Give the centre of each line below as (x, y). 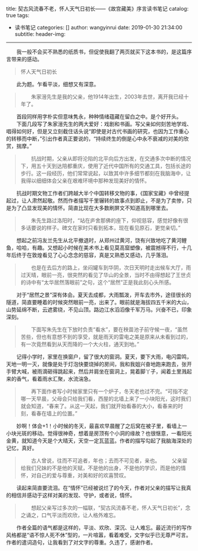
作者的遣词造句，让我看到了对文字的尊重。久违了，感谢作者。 (81, 542)
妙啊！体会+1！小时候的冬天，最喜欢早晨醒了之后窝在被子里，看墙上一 (102, 426)
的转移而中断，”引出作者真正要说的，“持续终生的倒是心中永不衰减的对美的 (95, 138)
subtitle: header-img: (40, 34)
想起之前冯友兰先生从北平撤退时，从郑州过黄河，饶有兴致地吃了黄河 (99, 240)
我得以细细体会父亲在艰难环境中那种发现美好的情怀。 (85, 181)
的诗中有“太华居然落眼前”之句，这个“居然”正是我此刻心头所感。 (98, 282)
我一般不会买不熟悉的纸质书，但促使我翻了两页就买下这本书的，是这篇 (102, 52)
